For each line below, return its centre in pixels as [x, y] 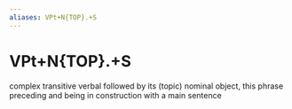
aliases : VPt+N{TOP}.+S [53, 17]
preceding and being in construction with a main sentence [115, 95]
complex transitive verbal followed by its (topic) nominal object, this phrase [146, 86]
